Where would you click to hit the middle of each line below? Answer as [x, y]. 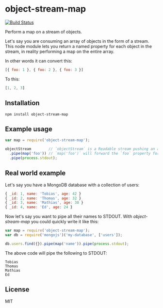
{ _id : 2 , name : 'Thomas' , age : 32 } [43, 198]
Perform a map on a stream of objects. [44, 32]
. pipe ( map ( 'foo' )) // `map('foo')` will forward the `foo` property [80, 154]
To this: [12, 79]
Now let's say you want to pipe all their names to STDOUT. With [69, 216]
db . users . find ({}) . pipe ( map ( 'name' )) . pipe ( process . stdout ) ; [67, 243]
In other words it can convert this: [39, 61]
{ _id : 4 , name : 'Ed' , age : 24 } [39, 207]
